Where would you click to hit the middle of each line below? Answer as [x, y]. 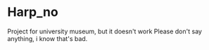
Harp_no [33, 12]
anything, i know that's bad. [47, 38]
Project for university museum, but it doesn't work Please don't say [105, 31]
